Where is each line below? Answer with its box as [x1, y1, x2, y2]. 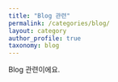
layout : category [8, 27, 67, 35]
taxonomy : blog [8, 42, 60, 50]
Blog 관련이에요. [8, 65, 61, 75]
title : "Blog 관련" [8, 11, 71, 20]
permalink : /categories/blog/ [8, 19, 111, 27]
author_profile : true [8, 34, 82, 43]
